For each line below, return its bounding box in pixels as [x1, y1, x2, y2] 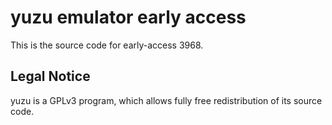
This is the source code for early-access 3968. [10, 39, 204, 51]
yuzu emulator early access [10, 6, 247, 29]
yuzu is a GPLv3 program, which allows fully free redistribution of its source [10, 94, 323, 106]
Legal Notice [10, 68, 91, 85]
